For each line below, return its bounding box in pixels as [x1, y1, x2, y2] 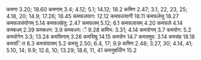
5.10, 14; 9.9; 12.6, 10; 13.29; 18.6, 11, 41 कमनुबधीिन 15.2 [6, 47, 137, 54]
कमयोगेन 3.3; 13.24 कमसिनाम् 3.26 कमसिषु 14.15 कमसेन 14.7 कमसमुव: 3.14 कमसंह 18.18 [6, 33, 196, 40]
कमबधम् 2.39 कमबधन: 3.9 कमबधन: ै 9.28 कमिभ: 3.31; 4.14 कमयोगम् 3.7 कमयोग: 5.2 [6, 26, 192, 33]
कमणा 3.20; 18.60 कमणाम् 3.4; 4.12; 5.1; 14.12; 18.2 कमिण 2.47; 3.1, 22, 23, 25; [6, 6, 188, 13]
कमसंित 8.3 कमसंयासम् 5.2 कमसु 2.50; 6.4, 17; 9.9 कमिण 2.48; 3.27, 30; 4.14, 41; [6, 40, 193, 47]
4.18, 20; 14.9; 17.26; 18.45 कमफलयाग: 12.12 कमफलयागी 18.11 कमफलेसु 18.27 [6, 13, 179, 19]
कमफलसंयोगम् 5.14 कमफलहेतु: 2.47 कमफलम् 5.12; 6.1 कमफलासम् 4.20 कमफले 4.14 [6, 19, 183, 27]
